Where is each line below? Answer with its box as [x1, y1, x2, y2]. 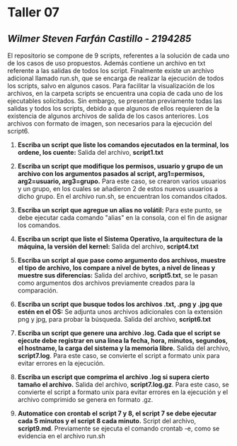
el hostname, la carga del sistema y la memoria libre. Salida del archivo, [17, 344, 231, 352]
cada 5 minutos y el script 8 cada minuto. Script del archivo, [17, 417, 197, 425]
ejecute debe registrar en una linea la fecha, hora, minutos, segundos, [17, 337, 228, 344]
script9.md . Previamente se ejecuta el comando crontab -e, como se [17, 424, 220, 433]
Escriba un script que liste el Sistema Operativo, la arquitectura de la [17, 235, 223, 243]
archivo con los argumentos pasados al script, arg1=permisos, [17, 170, 205, 178]
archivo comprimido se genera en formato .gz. [17, 396, 154, 403]
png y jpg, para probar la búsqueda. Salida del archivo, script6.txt [17, 315, 211, 323]
